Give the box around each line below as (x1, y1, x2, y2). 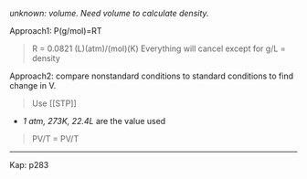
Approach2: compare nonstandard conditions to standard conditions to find (9, 70, 294, 81)
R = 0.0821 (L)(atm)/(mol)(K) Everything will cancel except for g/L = (31, 43, 286, 54)
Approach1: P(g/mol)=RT (9, 26, 102, 36)
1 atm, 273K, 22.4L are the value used (22, 116, 166, 126)
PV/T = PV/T (31, 133, 79, 144)
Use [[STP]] (31, 98, 78, 109)
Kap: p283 (9, 160, 49, 170)
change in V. (9, 80, 57, 90)
